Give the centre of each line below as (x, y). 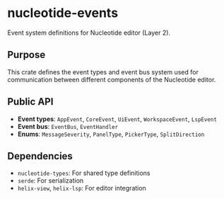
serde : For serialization (51, 181)
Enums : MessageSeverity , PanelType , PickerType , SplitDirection (111, 134)
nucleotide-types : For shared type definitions (84, 173)
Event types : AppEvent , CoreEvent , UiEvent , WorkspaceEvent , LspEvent (117, 119)
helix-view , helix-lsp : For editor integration (82, 188)
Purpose (26, 55)
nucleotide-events (63, 13)
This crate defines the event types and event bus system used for (103, 72)
